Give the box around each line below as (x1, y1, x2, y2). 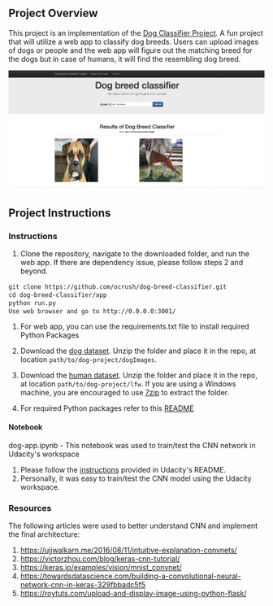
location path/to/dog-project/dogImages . (19, 355, 157, 364)
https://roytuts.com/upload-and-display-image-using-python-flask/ (19, 588, 247, 598)
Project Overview (8, 7, 98, 20)
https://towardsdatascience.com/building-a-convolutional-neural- (19, 571, 241, 581)
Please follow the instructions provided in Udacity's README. (19, 464, 226, 474)
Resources (8, 502, 52, 513)
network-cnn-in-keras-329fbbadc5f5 (19, 579, 146, 589)
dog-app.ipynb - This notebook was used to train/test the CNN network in (8, 440, 256, 450)
